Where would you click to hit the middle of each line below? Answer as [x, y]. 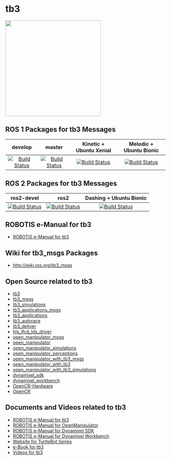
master [54, 147]
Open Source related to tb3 [49, 281]
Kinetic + [93, 144]
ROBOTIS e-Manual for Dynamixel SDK [53, 430]
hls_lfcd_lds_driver [32, 332]
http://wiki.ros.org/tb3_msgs [42, 265]
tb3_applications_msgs [37, 310]
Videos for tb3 [28, 452]
